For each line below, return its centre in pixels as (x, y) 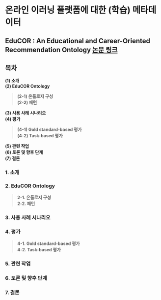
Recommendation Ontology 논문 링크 (61, 50)
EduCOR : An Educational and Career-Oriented (78, 41)
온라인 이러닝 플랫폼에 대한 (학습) (68, 10)
